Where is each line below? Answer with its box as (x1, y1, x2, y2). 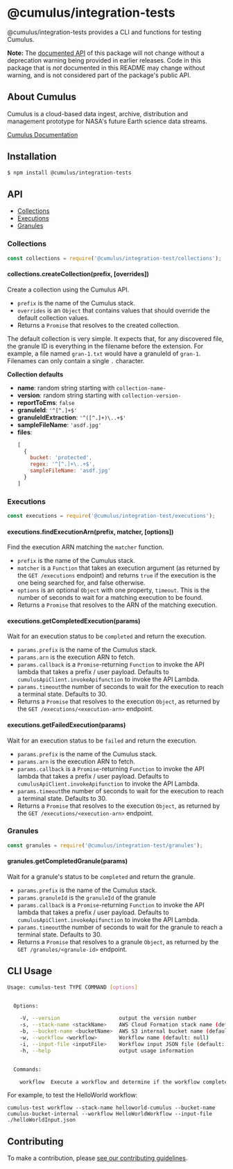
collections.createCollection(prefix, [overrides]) (7, 270, 149, 278)
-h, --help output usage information (19, 1047, 194, 1054)
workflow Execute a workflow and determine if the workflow (19, 1079, 200, 1085)
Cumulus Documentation (7, 130, 78, 138)
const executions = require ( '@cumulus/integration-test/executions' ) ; (7, 513, 216, 520)
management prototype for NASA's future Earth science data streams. (7, 117, 208, 125)
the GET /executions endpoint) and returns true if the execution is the (17, 571, 216, 580)
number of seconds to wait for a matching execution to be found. (17, 594, 203, 602)
